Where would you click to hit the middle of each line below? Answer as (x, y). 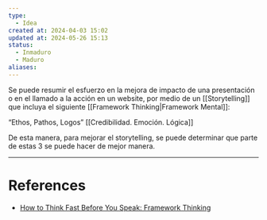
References (47, 185)
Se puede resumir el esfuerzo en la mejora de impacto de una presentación (132, 90)
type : (17, 15)
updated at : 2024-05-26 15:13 (58, 38)
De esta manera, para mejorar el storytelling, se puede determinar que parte (133, 137)
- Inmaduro (33, 52)
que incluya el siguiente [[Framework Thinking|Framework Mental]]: (119, 106)
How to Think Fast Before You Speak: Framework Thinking (115, 207)
